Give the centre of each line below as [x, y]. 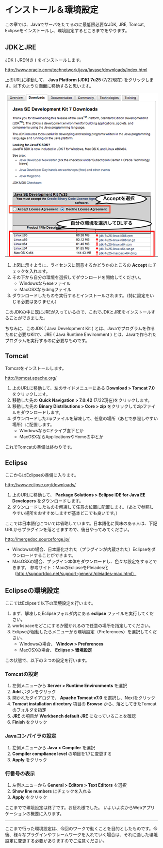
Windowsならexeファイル [45, 283]
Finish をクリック [30, 722]
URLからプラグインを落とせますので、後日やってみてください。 [68, 530]
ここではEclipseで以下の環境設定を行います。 [50, 603]
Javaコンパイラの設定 [31, 736]
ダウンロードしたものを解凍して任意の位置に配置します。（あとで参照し [83, 507]
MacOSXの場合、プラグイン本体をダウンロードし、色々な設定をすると [82, 562]
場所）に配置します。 [33, 424]
